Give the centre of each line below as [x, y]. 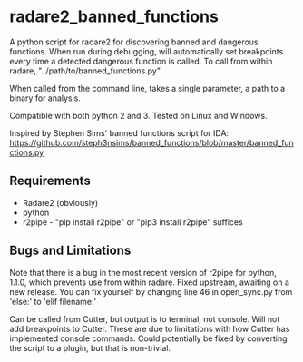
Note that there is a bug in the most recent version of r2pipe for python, [143, 272]
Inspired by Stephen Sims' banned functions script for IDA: [119, 132]
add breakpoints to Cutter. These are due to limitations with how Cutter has [150, 328]
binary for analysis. [45, 98]
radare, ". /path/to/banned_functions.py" [85, 71]
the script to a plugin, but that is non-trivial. [90, 347]
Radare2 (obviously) [60, 202]
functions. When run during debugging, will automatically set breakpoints [147, 51]
